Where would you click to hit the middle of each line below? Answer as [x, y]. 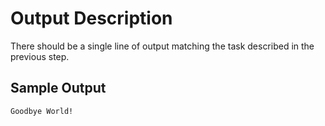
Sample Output [58, 88]
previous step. [40, 56]
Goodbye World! [42, 111]
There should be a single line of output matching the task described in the [162, 46]
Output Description [91, 18]
